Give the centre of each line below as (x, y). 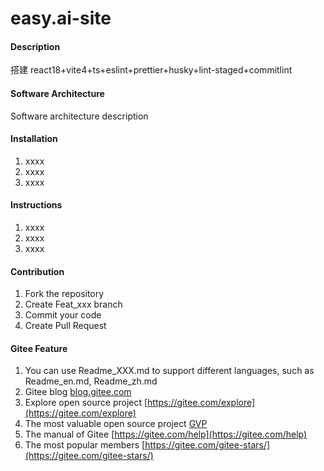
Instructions (36, 205)
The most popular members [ (85, 445)
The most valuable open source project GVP (116, 424)
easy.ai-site (61, 18)
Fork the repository (64, 294)
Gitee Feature (39, 348)
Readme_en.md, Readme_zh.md (91, 381)
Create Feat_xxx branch (73, 304)
